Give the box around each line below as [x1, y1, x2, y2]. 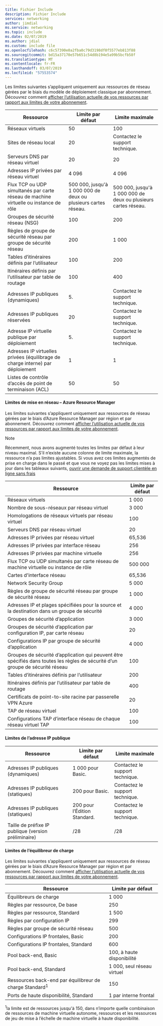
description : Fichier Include [5, 12, 66, 17]
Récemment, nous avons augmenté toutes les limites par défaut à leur [5, 445, 145, 450]
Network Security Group [7, 580, 63, 587]
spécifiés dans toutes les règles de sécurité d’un [7, 658, 118, 665]
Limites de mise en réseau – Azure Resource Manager [5, 399, 115, 405]
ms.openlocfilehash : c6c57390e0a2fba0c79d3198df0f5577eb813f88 [5, 48, 136, 53]
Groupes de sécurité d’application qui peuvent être [7, 651, 123, 658]
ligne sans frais [5, 470, 35, 477]
